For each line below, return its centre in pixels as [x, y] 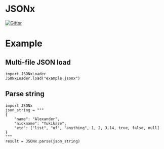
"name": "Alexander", [37, 119]
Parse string [25, 94]
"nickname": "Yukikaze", [40, 123]
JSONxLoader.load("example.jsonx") [43, 78]
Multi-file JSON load [38, 62]
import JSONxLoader [26, 74]
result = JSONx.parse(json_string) [43, 141]
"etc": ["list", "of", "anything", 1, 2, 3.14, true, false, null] [87, 128]
